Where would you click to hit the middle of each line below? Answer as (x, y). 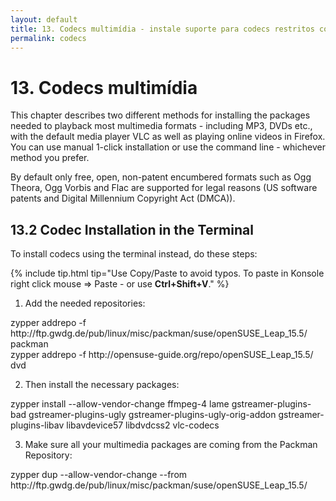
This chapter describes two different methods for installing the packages (160, 115)
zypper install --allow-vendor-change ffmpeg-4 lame (120, 404)
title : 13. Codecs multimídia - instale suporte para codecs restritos (162, 29)
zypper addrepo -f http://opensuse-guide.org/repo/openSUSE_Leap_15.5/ (162, 355)
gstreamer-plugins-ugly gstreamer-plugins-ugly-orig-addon (152, 415)
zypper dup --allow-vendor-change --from (99, 475)
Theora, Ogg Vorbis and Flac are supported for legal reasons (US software (164, 188)
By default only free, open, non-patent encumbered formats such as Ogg (161, 177)
